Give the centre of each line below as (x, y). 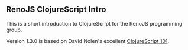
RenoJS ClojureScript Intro (56, 10)
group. (14, 30)
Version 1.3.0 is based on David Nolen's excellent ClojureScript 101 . (88, 41)
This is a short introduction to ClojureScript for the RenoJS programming (94, 23)
